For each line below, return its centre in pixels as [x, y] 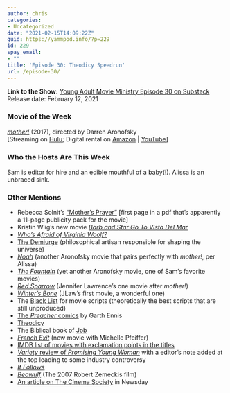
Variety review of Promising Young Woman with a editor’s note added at [120, 352]
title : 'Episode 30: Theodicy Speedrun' [67, 65]
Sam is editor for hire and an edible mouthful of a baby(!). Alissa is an [106, 172]
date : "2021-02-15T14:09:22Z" [51, 33]
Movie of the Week [39, 116]
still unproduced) [42, 308]
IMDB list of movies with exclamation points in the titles [96, 345]
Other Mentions [34, 198]
